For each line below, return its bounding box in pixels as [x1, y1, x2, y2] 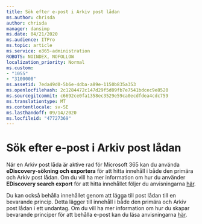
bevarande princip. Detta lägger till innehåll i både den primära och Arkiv [6, 198, 187, 205]
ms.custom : [6, 64, 34, 71]
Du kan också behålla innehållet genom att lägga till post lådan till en [6, 192, 176, 199]
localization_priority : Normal [6, 59, 85, 65]
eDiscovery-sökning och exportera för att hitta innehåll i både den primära [6, 167, 194, 175]
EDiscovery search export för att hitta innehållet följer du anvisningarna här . [6, 180, 196, 187]
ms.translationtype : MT [6, 98, 66, 104]
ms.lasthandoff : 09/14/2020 [6, 110, 77, 116]
